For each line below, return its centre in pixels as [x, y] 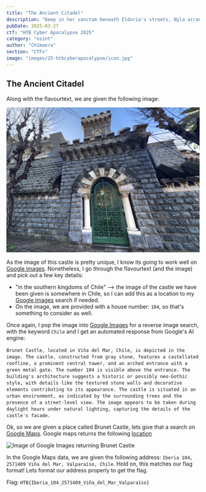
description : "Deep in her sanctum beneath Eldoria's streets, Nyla [96, 19]
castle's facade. [29, 416]
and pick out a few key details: [45, 275]
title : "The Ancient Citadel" [45, 13]
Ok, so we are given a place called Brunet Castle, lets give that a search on [101, 427]
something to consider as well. [54, 313]
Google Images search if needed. [57, 300]
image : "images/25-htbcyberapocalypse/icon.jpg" [70, 58]
